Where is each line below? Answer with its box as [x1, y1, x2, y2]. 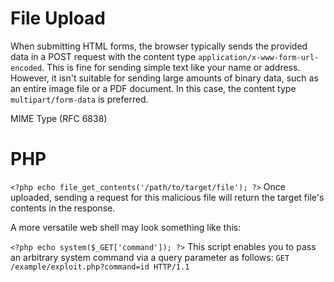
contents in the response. [10, 202, 116, 214]
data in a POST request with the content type [10, 50, 197, 62]
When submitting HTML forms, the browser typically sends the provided [10, 40, 308, 52]
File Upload [10, 7, 107, 30]
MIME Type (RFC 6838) [10, 112, 108, 124]
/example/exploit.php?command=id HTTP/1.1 [10, 262, 190, 272]
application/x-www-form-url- [198, 52, 320, 62]
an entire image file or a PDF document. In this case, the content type [10, 82, 297, 94]
